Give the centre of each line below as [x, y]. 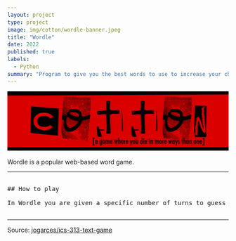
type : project [28, 22]
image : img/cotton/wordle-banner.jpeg [64, 30]
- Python [26, 67]
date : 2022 [23, 45]
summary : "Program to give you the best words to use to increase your [114, 74]
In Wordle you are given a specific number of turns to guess [117, 203]
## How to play [33, 189]
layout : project [31, 15]
